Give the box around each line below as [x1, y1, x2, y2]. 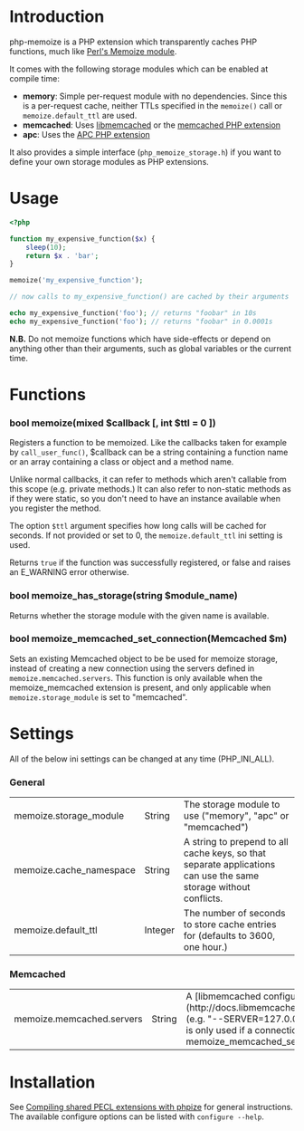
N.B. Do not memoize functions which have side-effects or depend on [9, 333, 271, 344]
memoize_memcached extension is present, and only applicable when [9, 682, 271, 693]
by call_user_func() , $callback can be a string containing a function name [9, 446, 289, 458]
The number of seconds [184, 907, 286, 920]
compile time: [9, 72, 61, 83]
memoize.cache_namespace [14, 864, 136, 877]
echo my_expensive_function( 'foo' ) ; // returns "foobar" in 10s [9, 309, 257, 318]
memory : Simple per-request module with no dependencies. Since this [22, 91, 288, 101]
